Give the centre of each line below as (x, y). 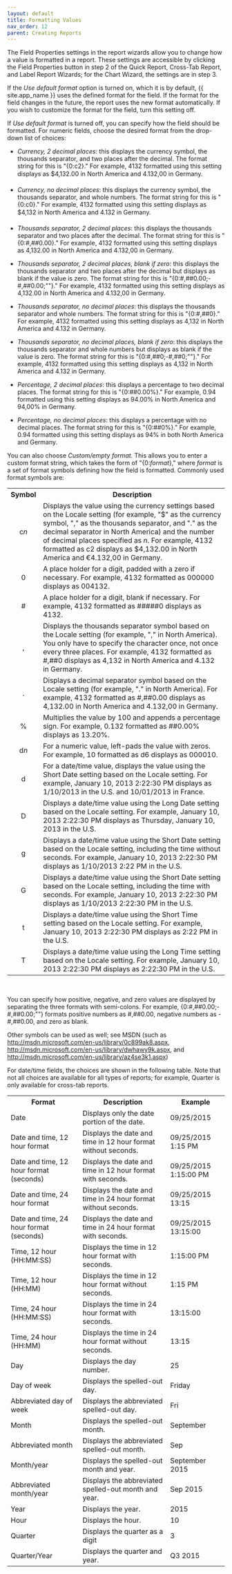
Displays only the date (118, 1114)
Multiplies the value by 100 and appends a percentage (132, 718)
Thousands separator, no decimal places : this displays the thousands (116, 307)
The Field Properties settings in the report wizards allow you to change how (115, 53)
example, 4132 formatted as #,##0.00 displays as (124, 697)
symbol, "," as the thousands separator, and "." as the (130, 523)
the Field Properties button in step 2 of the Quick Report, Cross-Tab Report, (115, 67)
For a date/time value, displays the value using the (124, 766)
